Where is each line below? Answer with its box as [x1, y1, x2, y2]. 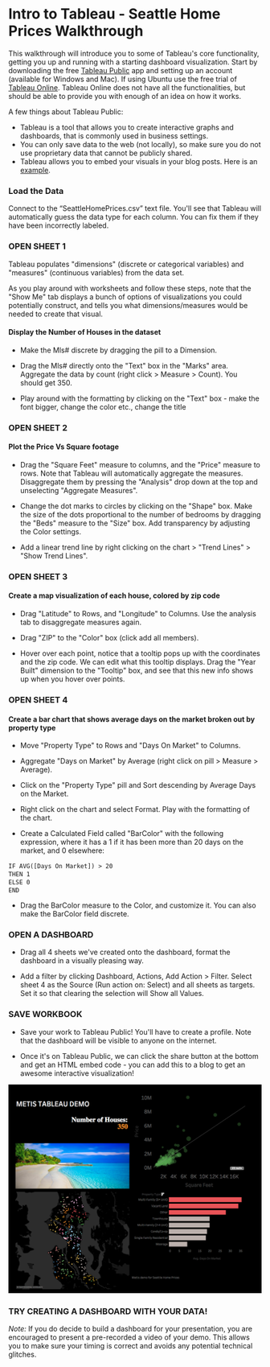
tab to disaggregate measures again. [19, 617, 142, 627]
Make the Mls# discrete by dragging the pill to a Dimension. [19, 345, 218, 355]
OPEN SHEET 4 [8, 694, 68, 705]
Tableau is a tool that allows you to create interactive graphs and [19, 122, 235, 132]
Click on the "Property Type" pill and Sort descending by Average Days [19, 780, 256, 790]
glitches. [8, 1349, 37, 1359]
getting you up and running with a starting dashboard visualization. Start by [8, 57, 258, 67]
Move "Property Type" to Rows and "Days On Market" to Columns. [19, 741, 241, 751]
